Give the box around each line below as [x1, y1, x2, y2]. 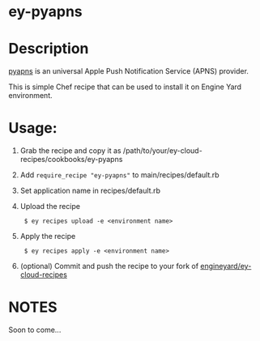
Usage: [8, 119, 58, 138]
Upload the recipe [19, 202, 81, 211]
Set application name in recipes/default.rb [19, 185, 160, 196]
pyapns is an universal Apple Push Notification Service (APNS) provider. [8, 66, 249, 76]
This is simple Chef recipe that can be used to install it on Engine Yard [8, 82, 241, 92]
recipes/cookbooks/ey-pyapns [19, 155, 123, 164]
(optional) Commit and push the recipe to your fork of [19, 262, 199, 271]
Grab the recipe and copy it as [19, 146, 121, 156]
